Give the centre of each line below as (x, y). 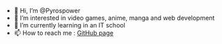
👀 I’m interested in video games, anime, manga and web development (114, 18)
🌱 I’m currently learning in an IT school (70, 25)
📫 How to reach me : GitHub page (64, 33)
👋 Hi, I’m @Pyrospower (47, 11)
